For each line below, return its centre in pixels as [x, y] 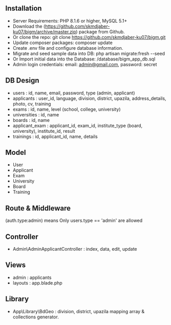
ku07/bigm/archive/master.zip [44, 32]
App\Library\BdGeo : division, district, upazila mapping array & [79, 311]
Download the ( [29, 26]
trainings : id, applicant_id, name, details [55, 136]
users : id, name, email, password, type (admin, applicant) [74, 93]
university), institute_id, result [44, 131]
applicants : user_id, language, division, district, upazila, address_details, [89, 98]
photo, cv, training [32, 104]
